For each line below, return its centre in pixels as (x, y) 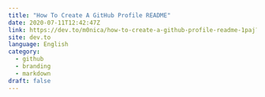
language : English (38, 45)
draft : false (30, 81)
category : (24, 52)
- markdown (33, 74)
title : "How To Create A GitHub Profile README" (90, 15)
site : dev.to (30, 37)
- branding (33, 66)
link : (17, 30)
